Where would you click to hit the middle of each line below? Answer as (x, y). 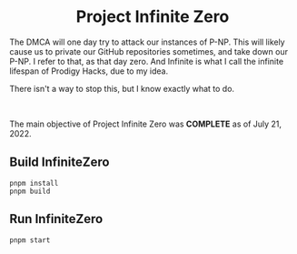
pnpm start (30, 240)
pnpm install (34, 183)
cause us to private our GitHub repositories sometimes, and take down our (149, 51)
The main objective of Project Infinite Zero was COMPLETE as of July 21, (146, 124)
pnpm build (30, 191)
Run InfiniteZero (56, 219)
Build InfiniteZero (59, 163)
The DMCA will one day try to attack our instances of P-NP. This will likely (147, 42)
